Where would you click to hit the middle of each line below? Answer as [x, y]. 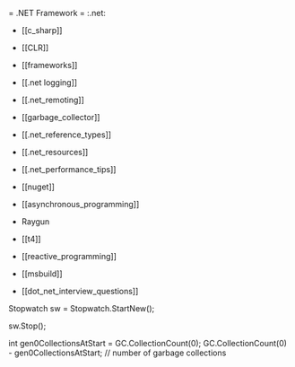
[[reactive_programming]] [69, 256]
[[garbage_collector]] [61, 117]
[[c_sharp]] [42, 30]
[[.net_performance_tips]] [69, 169]
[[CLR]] [35, 48]
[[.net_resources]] [55, 152]
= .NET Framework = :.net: [57, 13]
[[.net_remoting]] [52, 100]
